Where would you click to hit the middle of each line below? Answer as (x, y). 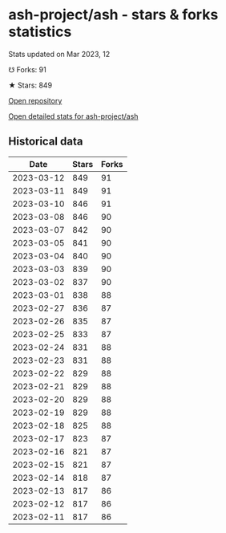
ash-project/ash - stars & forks (113, 15)
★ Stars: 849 (30, 85)
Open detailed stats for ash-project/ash (73, 116)
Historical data (46, 142)
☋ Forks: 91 (27, 69)
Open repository (35, 100)
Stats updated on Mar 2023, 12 (59, 54)
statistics (40, 32)
